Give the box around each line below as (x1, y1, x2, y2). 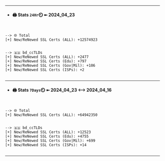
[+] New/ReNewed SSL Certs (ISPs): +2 (5, 67, 84, 73)
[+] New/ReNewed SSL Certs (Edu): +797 (5, 59, 87, 64)
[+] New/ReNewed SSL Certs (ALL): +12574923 (5, 37, 98, 42)
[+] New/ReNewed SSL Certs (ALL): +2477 (5, 54, 89, 59)
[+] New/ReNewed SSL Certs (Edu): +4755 (5, 134, 89, 139)
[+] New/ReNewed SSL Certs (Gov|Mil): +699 (5, 138, 96, 143)
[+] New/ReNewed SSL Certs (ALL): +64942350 (5, 112, 98, 118)
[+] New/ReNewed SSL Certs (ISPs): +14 (5, 143, 87, 148)
